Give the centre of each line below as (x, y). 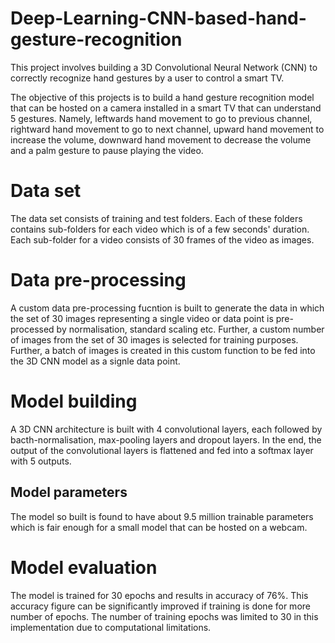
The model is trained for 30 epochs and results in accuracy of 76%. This (159, 595)
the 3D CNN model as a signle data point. (95, 361)
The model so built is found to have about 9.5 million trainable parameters (162, 516)
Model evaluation (84, 567)
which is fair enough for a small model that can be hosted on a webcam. (159, 527)
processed (32, 329)
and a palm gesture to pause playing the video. (107, 150)
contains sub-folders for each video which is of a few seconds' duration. (160, 229)
